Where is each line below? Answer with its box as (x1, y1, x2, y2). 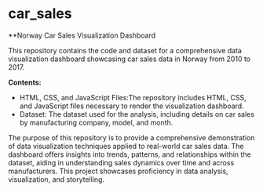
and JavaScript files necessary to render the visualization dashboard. (19, 101, 245, 110)
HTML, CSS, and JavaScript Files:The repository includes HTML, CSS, (19, 92, 247, 102)
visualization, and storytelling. (8, 174, 104, 184)
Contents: (8, 78, 42, 87)
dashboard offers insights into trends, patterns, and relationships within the (8, 150, 251, 159)
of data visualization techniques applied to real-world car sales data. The (8, 141, 244, 150)
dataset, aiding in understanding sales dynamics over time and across (8, 158, 235, 167)
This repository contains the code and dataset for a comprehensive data (8, 45, 242, 55)
